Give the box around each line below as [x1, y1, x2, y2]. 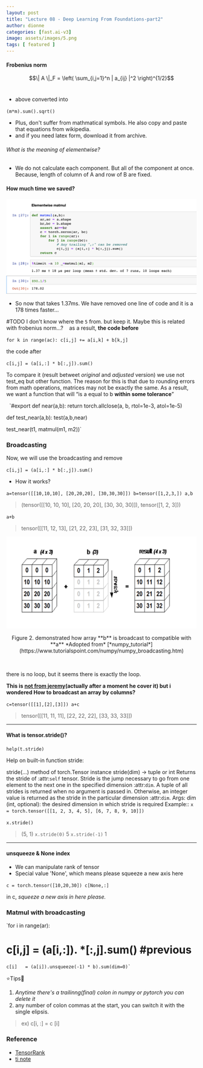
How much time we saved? [6, 185, 76, 192]
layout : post [6, 10, 39, 16]
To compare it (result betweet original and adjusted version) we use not [6, 371, 185, 379]
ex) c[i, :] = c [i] [21, 1020, 60, 1027]
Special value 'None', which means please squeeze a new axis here [14, 870, 184, 877]
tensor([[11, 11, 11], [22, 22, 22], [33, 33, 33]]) [21, 712, 133, 719]
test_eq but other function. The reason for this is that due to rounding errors [6, 378, 195, 385]
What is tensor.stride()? [6, 732, 68, 739]
